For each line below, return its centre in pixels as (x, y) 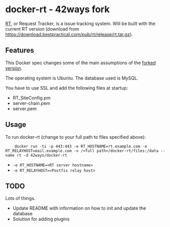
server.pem (25, 109)
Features (20, 50)
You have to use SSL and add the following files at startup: (67, 88)
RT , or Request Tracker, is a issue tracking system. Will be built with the (80, 23)
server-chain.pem (31, 103)
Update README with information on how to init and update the (79, 208)
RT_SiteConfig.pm (32, 97)
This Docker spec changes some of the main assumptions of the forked (81, 63)
